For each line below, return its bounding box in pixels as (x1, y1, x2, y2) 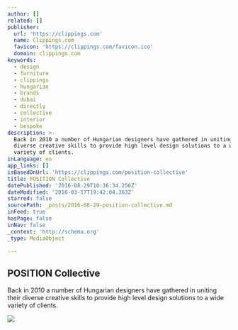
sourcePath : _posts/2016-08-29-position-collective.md (7, 202, 173, 209)
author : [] (7, 10, 40, 18)
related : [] (7, 17, 42, 24)
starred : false (7, 195, 52, 202)
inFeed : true (7, 209, 46, 216)
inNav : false (7, 221, 46, 229)
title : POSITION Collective (7, 175, 91, 182)
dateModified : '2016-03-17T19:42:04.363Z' (7, 189, 135, 196)
